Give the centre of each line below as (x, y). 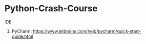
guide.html (22, 36)
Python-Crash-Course (51, 8)
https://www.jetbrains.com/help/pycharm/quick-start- (87, 31)
